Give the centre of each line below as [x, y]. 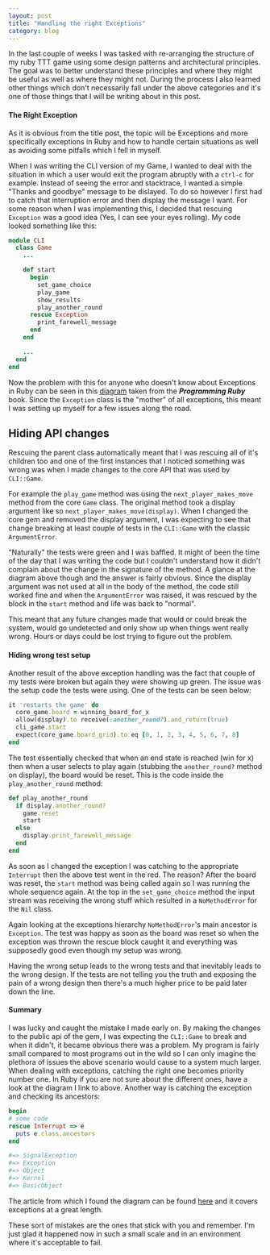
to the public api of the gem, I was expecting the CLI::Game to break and [128, 1037]
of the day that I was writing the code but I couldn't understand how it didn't [135, 561]
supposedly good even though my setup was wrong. [96, 950]
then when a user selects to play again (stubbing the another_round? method [135, 766]
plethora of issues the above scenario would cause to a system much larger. [135, 1062]
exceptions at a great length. [56, 1209]
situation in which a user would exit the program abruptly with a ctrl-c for [131, 174]
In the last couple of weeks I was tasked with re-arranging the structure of [132, 54]
